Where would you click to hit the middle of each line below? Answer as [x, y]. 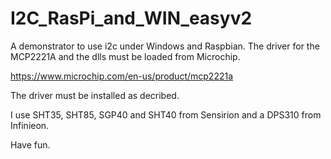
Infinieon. [30, 125]
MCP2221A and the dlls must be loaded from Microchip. [125, 56]
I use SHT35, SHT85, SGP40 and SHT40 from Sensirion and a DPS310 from [166, 114]
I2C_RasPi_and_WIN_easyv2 [131, 18]
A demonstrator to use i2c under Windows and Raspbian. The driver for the [165, 46]
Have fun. [30, 144]
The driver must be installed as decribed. [95, 95]
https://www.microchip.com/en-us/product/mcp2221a [122, 76]
